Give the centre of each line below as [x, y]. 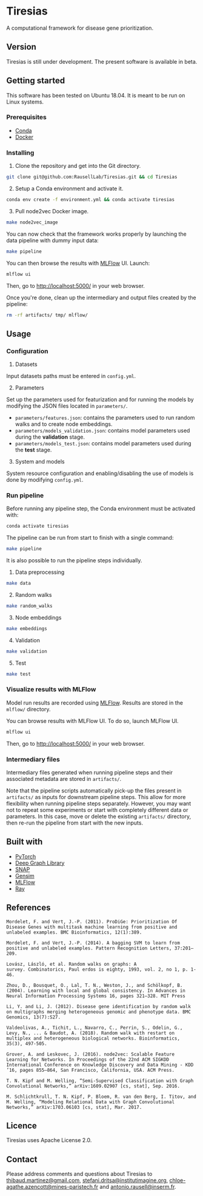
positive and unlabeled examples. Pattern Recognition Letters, [89, 948]
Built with [25, 842]
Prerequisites [26, 118]
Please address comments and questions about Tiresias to [79, 1174]
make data [19, 583]
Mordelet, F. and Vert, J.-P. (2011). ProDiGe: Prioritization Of [92, 922]
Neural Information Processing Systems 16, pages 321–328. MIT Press [96, 996]
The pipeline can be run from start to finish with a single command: [90, 538]
